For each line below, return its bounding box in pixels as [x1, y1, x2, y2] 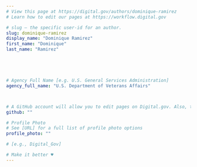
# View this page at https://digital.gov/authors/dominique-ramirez [6, 8, 177, 15]
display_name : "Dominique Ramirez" [6, 36, 93, 42]
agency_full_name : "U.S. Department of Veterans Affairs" [6, 83, 151, 88]
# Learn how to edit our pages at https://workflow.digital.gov [6, 14, 167, 20]
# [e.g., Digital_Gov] [6, 141, 62, 147]
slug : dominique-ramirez [6, 30, 67, 36]
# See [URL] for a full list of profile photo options [6, 125, 143, 131]
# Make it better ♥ [6, 152, 54, 158]
